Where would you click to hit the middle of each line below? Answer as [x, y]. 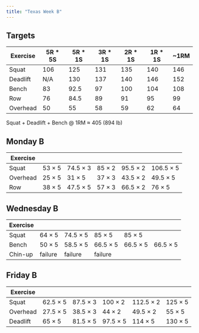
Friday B [22, 275]
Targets [21, 36]
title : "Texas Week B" [34, 12]
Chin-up [21, 254]
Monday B [25, 141]
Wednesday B [32, 208]
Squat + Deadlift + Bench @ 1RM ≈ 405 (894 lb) [64, 123]
